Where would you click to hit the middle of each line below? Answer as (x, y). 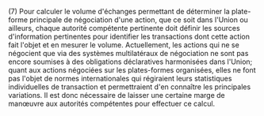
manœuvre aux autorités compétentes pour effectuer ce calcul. (112, 103)
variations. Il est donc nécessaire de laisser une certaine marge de (117, 95)
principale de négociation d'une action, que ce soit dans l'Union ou (139, 20)
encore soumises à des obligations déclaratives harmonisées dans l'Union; (130, 62)
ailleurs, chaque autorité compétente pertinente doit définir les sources (124, 28)
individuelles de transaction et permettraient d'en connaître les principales (130, 87)
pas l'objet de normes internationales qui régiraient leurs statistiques (120, 79)
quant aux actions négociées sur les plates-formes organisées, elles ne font (132, 70)
